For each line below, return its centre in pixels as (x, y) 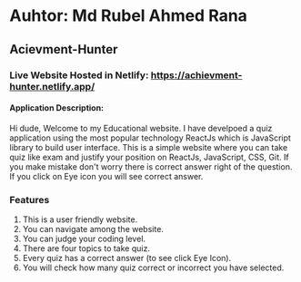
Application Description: (57, 108)
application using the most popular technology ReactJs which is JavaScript (150, 138)
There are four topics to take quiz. (86, 248)
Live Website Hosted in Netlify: (79, 75)
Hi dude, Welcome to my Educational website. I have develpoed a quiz (141, 128)
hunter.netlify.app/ (52, 86)
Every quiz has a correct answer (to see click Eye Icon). (127, 258)
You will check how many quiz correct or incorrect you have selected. (153, 267)
